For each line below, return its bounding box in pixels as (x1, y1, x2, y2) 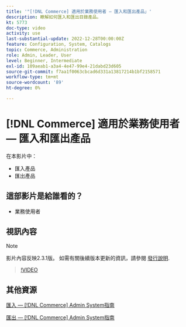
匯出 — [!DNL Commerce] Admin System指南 (6, 314, 115, 321)
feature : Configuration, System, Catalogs (6, 42, 111, 48)
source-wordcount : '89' (6, 80, 64, 86)
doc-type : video (6, 25, 46, 31)
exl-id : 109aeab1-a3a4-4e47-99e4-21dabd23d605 (6, 63, 122, 69)
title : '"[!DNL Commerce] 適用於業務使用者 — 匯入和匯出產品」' (6, 8, 152, 15)
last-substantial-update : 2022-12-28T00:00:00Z (6, 36, 125, 42)
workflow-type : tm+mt (6, 74, 59, 80)
